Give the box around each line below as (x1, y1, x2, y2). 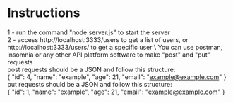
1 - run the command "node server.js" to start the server (7, 28, 171, 36)
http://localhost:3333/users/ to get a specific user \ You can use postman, (7, 43, 223, 51)
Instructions (7, 5, 80, 21)
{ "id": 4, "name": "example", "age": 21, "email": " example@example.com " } (7, 72, 227, 81)
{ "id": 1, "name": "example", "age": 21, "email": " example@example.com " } (7, 88, 226, 96)
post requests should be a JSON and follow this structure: (7, 65, 176, 74)
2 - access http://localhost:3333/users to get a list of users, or (7, 35, 189, 43)
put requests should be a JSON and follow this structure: (7, 80, 172, 88)
